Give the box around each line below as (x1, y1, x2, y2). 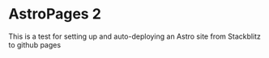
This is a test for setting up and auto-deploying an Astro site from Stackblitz (8, 31, 262, 41)
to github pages (8, 39, 62, 49)
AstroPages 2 (8, 5, 101, 23)
